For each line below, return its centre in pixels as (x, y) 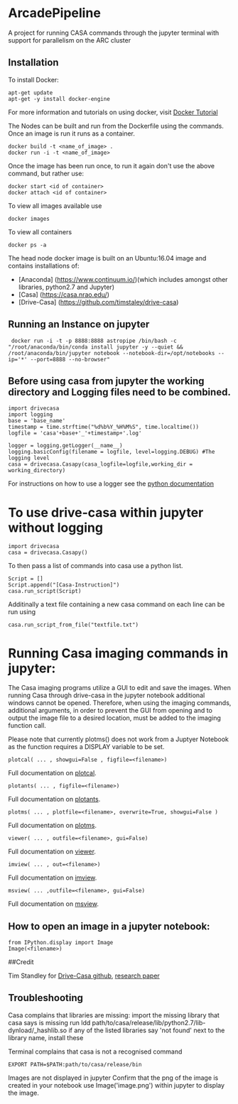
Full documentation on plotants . (54, 799)
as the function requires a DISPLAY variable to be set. (86, 747)
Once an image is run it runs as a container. (72, 133)
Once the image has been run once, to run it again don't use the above (112, 165)
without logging (56, 528)
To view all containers (40, 231)
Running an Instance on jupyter (79, 324)
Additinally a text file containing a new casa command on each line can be (117, 604)
